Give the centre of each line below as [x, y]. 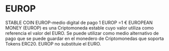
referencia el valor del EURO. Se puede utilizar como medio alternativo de [82, 33]
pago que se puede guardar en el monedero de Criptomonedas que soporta [84, 38]
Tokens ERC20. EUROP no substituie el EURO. [53, 43]
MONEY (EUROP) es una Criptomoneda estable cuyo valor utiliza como [79, 27]
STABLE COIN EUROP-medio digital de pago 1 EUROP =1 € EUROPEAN [79, 22]
